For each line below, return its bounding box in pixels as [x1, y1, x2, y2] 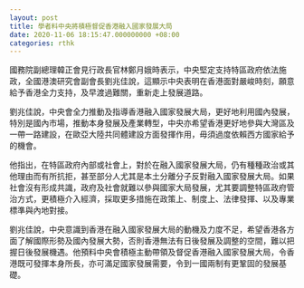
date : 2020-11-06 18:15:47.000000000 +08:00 [9, 30, 180, 39]
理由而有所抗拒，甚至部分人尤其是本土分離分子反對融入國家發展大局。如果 [16, 171, 295, 182]
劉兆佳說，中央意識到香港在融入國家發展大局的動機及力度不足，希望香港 [9, 224, 279, 235]
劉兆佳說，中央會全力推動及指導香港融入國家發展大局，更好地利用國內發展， [9, 106, 295, 118]
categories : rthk [9, 38, 75, 48]
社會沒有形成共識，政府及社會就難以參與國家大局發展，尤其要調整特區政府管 [9, 182, 295, 193]
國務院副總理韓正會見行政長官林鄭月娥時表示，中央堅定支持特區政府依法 [9, 64, 279, 75]
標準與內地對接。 [9, 205, 73, 216]
